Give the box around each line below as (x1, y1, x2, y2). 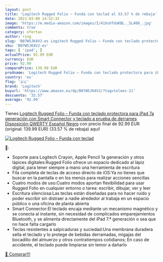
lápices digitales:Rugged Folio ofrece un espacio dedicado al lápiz (12, 160, 145, 165)
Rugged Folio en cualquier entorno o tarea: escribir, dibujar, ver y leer (12, 185, 151, 191)
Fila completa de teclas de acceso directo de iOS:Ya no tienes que (12, 170, 145, 176)
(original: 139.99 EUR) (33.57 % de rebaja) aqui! (5, 126, 100, 132)
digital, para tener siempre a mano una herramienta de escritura (12, 164, 140, 170)
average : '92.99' (5, 98, 40, 102)
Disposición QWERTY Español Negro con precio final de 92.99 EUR (5, 121, 140, 127)
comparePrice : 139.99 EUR (5, 66, 57, 71)
